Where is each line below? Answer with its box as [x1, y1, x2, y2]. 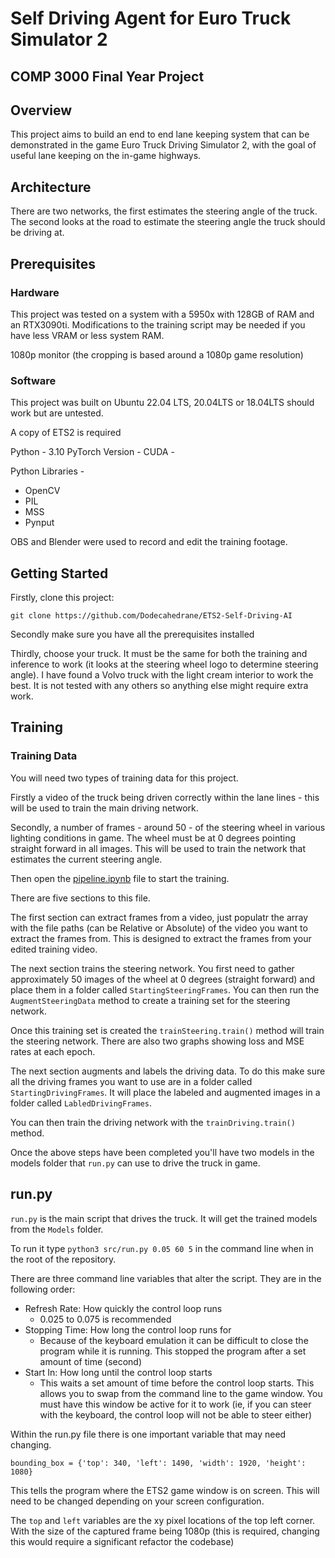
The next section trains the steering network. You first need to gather [10, 962, 295, 974]
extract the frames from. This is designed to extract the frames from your [10, 932, 312, 944]
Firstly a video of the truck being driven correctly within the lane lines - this [10, 791, 320, 803]
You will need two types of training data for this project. [10, 772, 239, 784]
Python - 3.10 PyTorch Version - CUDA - [10, 446, 175, 458]
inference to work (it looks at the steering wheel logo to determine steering [10, 658, 319, 670]
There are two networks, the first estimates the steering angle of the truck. [10, 205, 318, 217]
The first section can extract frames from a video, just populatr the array [10, 911, 309, 923]
